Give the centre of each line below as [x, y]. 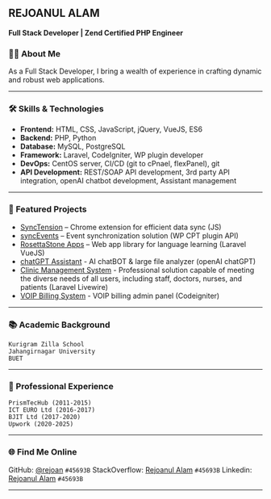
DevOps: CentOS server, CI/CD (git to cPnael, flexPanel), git [120, 164]
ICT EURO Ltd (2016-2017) [52, 410]
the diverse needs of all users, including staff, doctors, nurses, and [131, 279]
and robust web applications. [56, 80]
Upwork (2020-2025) [41, 424]
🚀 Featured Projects [48, 209]
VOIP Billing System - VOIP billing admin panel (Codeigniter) [120, 296]
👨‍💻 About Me [34, 53]
